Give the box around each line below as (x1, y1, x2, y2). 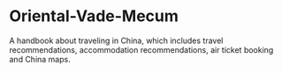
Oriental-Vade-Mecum (9, 6, 179, 26)
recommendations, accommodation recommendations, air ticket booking (9, 44, 274, 55)
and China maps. (9, 54, 71, 64)
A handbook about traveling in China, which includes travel (9, 35, 224, 46)
